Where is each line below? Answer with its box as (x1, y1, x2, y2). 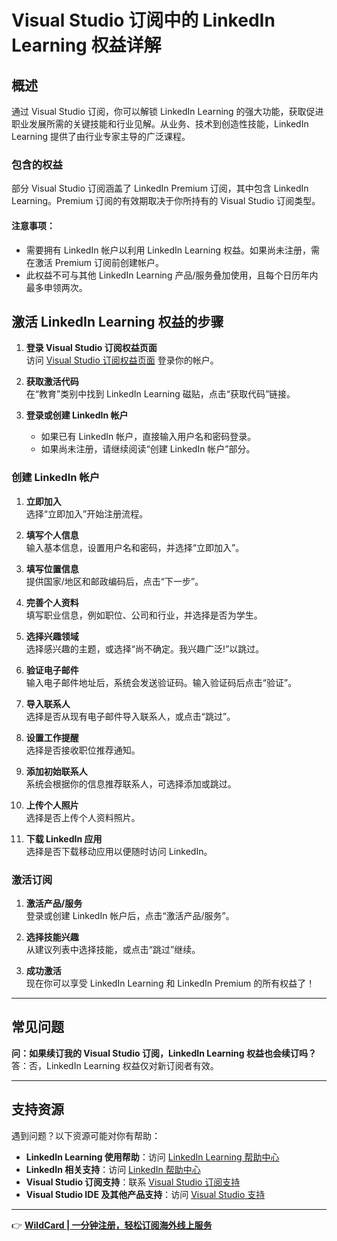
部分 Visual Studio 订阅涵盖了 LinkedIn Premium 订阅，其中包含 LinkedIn (11, 182, 309, 195)
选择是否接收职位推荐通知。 (25, 744, 141, 756)
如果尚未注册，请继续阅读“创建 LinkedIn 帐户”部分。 (40, 443, 256, 455)
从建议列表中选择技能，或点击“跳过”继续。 (25, 943, 201, 955)
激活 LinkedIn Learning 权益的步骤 (11, 313, 224, 330)
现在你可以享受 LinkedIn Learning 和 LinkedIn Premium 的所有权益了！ (25, 977, 316, 989)
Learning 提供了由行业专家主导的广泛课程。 (11, 131, 191, 142)
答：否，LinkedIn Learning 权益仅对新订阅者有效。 (11, 1059, 219, 1071)
